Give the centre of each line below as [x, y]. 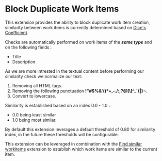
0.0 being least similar [34, 114]
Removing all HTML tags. [37, 85]
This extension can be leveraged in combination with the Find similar [73, 144]
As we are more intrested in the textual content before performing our [75, 71]
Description [24, 62]
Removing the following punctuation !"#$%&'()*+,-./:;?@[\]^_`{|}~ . [80, 91]
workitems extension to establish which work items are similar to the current [81, 149]
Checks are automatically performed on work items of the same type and [79, 42]
